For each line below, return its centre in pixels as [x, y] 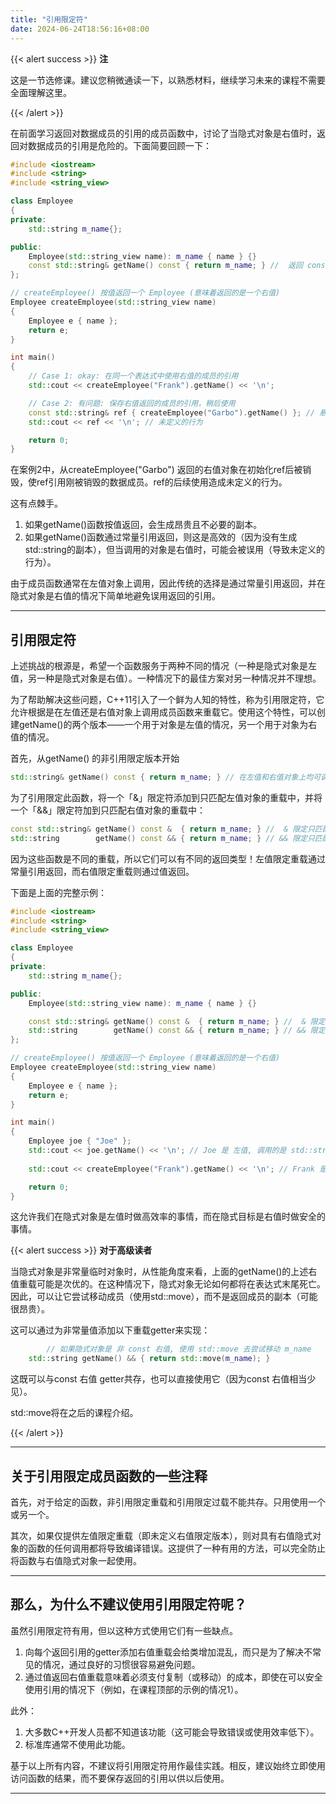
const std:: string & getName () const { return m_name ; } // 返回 [165, 266]
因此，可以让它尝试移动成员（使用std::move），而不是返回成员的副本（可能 [164, 1297]
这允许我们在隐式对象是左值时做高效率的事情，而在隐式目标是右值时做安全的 [168, 1217]
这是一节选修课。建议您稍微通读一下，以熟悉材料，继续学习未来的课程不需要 [168, 80]
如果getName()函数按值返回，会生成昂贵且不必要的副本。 [143, 525]
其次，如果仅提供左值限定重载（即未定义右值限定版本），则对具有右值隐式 [161, 1535]
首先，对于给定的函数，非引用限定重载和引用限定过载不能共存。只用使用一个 [168, 1502]
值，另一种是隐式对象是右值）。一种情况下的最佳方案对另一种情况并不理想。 [166, 678]
